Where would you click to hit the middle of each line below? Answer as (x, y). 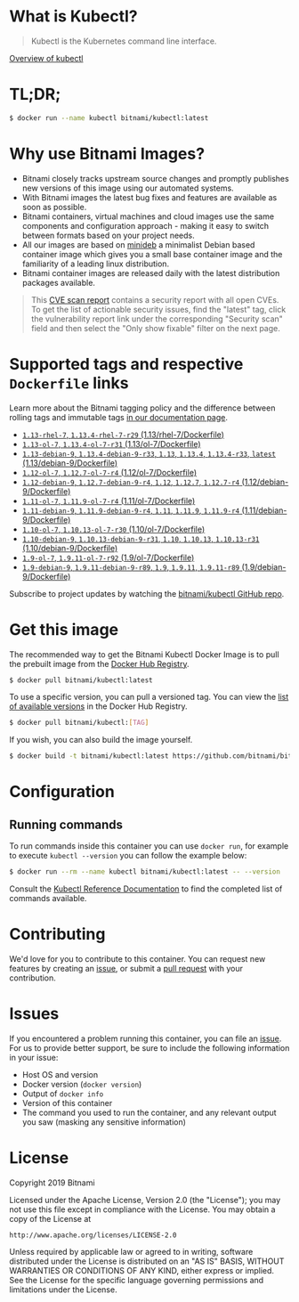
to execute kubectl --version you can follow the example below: (128, 856)
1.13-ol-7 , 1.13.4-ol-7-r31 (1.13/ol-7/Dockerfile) (112, 443)
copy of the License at (50, 1218)
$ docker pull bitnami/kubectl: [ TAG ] (79, 723)
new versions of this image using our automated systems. (128, 188)
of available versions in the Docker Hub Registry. (99, 706)
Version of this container (67, 1103)
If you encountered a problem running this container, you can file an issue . (145, 1038)
